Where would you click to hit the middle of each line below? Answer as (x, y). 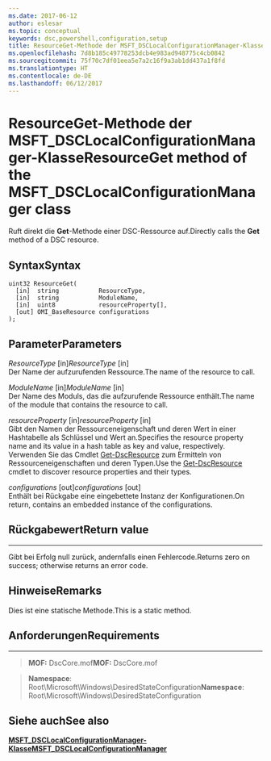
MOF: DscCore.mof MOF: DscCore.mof (93, 663)
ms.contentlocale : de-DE (50, 76)
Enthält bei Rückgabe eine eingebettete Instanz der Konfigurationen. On (126, 496)
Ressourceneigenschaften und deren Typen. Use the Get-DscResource (125, 463)
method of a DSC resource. (54, 240)
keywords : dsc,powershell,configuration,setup (88, 38)
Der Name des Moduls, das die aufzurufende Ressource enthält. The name (131, 396)
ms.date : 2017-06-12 (43, 16)
